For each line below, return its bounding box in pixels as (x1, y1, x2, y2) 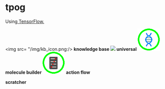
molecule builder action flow (5, 69, 91, 75)
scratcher (5, 79, 26, 85)
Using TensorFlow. (5, 18, 44, 24)
